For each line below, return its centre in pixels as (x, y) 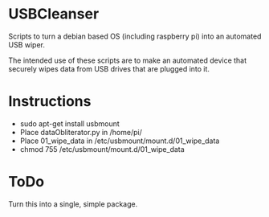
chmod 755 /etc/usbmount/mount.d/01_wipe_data (102, 149)
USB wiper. (27, 44)
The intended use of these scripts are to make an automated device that (128, 60)
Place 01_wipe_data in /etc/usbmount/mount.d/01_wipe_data (120, 141)
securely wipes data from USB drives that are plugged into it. (109, 68)
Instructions (50, 102)
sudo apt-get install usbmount (70, 123)
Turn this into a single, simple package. (73, 204)
